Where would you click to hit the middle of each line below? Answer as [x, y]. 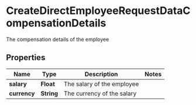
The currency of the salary [100, 93]
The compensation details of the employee [58, 39]
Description [101, 74]
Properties [26, 57]
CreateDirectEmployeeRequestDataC [98, 11]
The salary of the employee [101, 84]
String [49, 93]
